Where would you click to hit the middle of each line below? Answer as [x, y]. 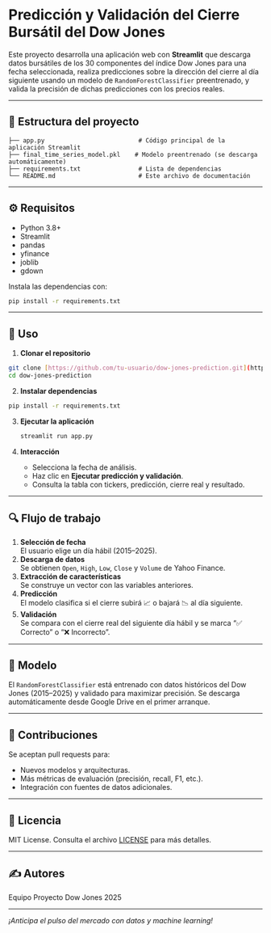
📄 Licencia [35, 820]
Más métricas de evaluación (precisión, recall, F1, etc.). [111, 779]
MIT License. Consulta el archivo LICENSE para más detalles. [110, 840]
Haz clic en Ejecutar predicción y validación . [108, 475]
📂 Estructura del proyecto [74, 122]
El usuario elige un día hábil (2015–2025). [88, 551]
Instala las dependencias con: [58, 286]
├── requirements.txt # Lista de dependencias [115, 169]
